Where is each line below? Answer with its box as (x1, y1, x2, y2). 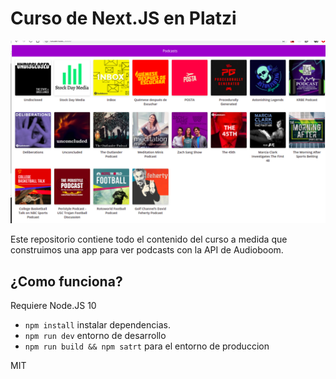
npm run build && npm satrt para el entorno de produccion (24, 340, 270, 352)
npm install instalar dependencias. (24, 319, 171, 331)
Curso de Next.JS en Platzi (10, 7, 237, 30)
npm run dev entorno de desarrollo (24, 330, 167, 342)
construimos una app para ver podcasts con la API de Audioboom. (10, 244, 284, 256)
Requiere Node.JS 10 (10, 300, 97, 312)
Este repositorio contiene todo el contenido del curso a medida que (10, 233, 288, 246)
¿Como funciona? (10, 273, 123, 290)
